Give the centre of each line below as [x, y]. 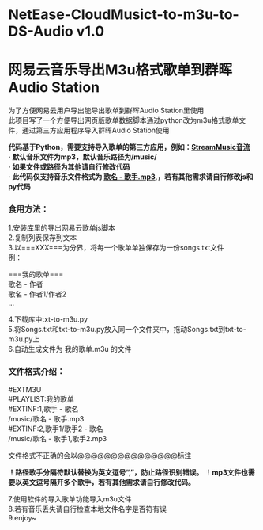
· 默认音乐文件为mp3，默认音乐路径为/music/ [83, 157]
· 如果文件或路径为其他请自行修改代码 [69, 167]
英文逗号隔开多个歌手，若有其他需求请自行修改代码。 [108, 482]
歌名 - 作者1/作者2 [38, 294]
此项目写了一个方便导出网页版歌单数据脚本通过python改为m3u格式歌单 [124, 120]
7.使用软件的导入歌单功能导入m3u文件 [70, 499]
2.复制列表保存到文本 [43, 238]
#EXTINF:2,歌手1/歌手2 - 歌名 [56, 429]
